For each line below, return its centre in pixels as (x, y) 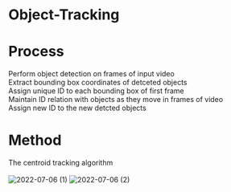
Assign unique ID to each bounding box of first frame (96, 91)
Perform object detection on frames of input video (91, 74)
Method (35, 140)
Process (36, 52)
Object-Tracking (64, 15)
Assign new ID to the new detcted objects (77, 108)
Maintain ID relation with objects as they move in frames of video (116, 100)
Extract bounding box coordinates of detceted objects (98, 83)
